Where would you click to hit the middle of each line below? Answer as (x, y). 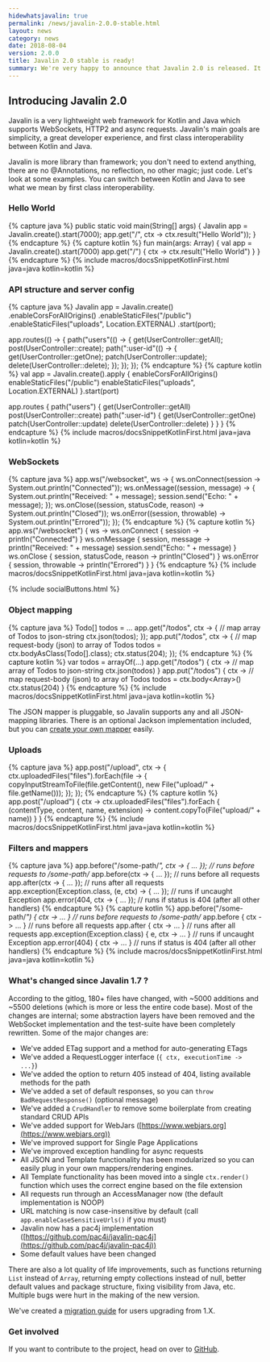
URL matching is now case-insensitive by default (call (109, 1210)
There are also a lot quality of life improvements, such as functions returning (135, 1269)
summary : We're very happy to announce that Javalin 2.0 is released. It (135, 69)
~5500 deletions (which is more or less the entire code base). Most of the (131, 1007)
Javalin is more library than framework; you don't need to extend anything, (132, 161)
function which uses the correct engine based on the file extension (131, 1185)
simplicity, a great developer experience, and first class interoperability (126, 137)
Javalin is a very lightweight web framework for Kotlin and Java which (124, 120)
